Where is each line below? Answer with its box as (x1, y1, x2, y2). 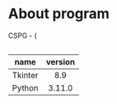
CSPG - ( (8, 31, 38, 40)
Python (12, 82, 39, 93)
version (46, 56, 75, 67)
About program (8, 5, 110, 23)
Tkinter (12, 69, 39, 80)
